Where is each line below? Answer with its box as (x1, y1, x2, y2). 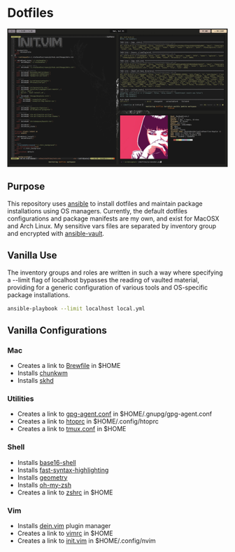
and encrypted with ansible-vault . (7, 229, 105, 237)
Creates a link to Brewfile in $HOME (17, 362, 121, 370)
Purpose (7, 180, 45, 192)
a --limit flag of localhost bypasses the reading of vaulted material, (7, 275, 199, 284)
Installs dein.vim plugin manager (17, 522, 111, 530)
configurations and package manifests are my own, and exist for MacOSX (7, 214, 220, 223)
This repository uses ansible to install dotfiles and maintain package (7, 199, 203, 208)
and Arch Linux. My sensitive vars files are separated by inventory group (7, 221, 217, 230)
